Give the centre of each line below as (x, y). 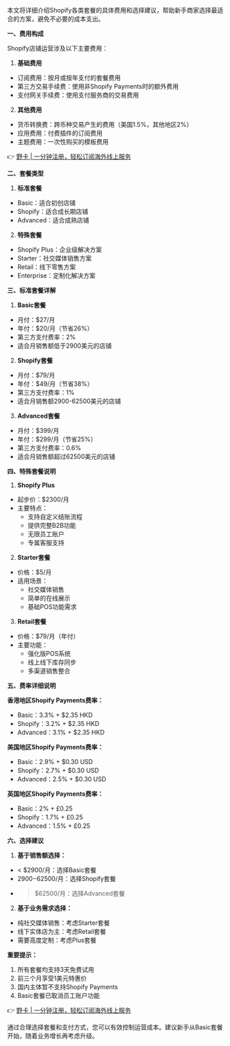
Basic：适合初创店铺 (46, 203)
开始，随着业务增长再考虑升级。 (53, 1036)
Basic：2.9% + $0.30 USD (55, 762)
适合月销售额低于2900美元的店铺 (64, 346)
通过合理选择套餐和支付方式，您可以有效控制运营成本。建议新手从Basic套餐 (115, 1027)
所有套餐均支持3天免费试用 (56, 969)
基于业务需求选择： (45, 908)
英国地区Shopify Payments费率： (55, 794)
